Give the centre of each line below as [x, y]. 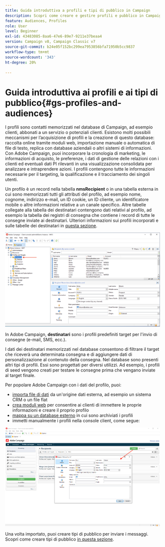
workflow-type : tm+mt [27, 52]
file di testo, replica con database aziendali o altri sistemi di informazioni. [79, 148]
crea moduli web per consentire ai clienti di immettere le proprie [77, 405]
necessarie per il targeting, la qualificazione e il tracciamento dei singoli [78, 174]
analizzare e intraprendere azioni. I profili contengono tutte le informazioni [80, 169]
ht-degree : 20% [21, 62]
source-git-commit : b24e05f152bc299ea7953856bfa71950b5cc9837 [70, 47]
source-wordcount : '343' [30, 57]
